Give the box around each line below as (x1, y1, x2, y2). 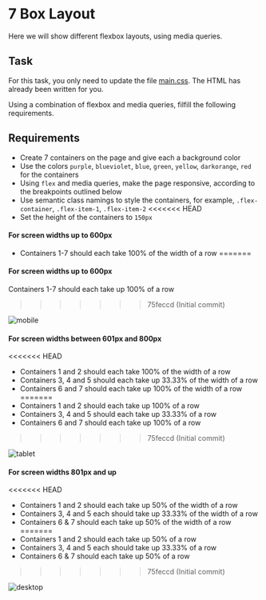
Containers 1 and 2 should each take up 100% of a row (19, 401, 200, 410)
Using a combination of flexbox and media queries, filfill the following (8, 99, 236, 109)
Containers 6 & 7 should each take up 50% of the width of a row (19, 518, 232, 527)
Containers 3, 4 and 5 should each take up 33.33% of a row (19, 410, 217, 419)
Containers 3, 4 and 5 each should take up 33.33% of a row (19, 543, 217, 553)
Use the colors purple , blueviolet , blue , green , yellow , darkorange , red (19, 161, 252, 170)
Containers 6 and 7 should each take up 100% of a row (19, 418, 201, 428)
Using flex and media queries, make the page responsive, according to (19, 178, 256, 188)
